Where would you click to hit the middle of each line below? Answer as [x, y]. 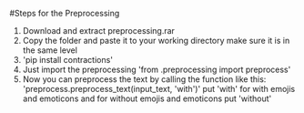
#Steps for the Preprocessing [65, 13]
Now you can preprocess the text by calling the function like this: [144, 79]
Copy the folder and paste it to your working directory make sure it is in [156, 41]
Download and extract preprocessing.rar [99, 31]
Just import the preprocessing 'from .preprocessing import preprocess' [157, 69]
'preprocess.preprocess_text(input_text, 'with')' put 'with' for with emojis [159, 89]
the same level [50, 50]
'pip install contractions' [68, 60]
